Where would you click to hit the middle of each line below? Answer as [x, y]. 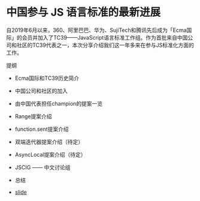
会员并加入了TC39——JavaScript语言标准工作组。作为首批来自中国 [105, 37]
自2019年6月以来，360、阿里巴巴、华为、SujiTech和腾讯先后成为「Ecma [96, 30]
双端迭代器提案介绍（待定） [49, 142]
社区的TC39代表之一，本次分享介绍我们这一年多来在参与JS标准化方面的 [105, 45]
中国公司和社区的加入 [41, 91]
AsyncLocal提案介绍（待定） [50, 154]
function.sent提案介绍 [42, 129]
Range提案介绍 [33, 116]
